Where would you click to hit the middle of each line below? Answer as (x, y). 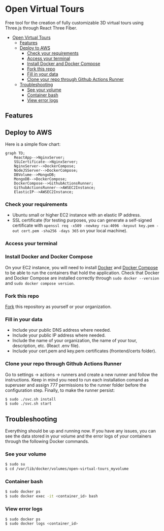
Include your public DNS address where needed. (62, 330)
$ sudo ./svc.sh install (31, 399)
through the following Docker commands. (47, 441)
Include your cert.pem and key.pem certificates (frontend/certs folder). (84, 351)
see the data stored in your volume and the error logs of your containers (78, 436)
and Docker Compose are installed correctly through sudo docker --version (82, 278)
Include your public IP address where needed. (59, 335)
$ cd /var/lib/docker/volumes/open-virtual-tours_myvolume (67, 469)
